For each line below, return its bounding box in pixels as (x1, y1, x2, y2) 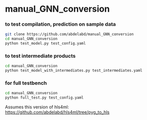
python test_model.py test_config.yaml (5, 41, 86, 46)
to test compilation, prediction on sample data (5, 21, 116, 28)
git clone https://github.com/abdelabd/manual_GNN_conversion (5, 32, 134, 37)
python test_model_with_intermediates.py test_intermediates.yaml (5, 68, 143, 73)
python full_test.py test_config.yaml (5, 95, 84, 100)
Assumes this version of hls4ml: (5, 104, 69, 110)
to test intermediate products (5, 53, 76, 60)
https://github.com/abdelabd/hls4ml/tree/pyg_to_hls (5, 109, 110, 115)
